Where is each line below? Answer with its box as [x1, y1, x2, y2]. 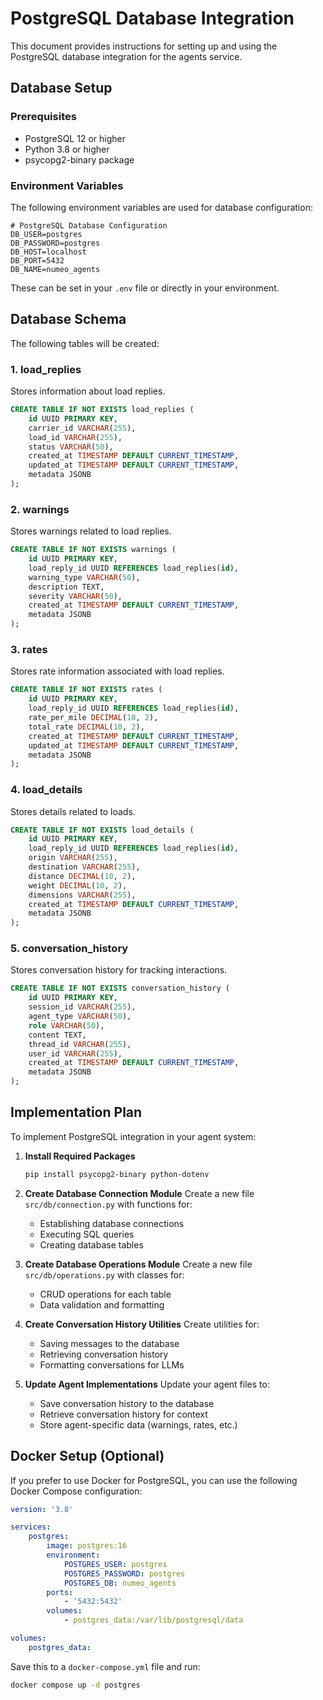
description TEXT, [28, 582, 105, 592]
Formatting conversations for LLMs [39, 1358, 185, 1371]
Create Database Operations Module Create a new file [24, 1258, 253, 1270]
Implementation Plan [10, 1104, 143, 1121]
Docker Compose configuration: [10, 1485, 143, 1497]
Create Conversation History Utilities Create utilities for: [24, 1318, 260, 1330]
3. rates [10, 643, 48, 656]
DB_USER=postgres [10, 229, 83, 239]
